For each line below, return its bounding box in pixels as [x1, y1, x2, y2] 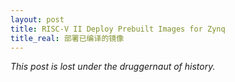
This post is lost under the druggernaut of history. [10, 61, 216, 73]
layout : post [10, 14, 65, 25]
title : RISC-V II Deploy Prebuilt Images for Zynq [10, 24, 226, 34]
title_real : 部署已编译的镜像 [10, 33, 125, 43]
